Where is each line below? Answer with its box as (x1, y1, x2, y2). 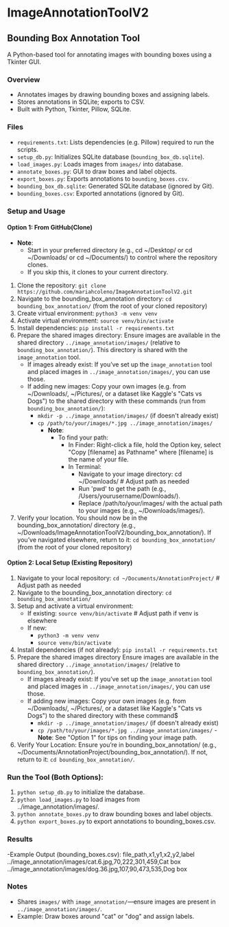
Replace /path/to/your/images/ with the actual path (78, 499, 223, 507)
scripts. (16, 145, 39, 153)
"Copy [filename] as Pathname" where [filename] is (68, 448, 214, 456)
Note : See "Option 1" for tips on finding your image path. (37, 733, 197, 741)
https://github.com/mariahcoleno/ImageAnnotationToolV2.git (16, 288, 193, 295)
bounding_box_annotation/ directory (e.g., (16, 521, 136, 529)
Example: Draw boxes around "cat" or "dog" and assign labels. (16, 912, 195, 920)
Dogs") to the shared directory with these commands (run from (27, 397, 206, 405)
